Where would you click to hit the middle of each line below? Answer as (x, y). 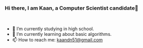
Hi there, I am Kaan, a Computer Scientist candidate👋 (71, 8)
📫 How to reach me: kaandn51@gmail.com (57, 40)
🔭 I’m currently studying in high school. (53, 29)
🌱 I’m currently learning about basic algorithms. (62, 34)
